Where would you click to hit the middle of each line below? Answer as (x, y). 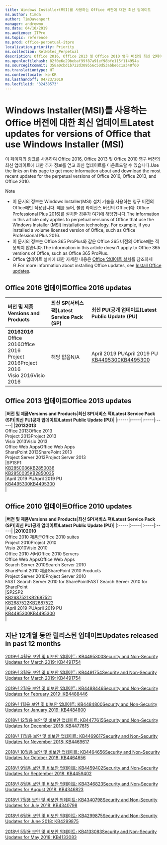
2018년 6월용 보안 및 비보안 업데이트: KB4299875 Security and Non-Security (81, 816)
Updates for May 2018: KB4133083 (41, 837)
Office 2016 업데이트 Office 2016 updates (68, 288)
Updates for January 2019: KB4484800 (45, 710)
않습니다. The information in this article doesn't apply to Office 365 (93, 247)
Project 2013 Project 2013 (31, 436)
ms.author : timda (23, 14)
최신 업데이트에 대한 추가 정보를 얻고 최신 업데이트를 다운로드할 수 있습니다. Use (82, 165)
